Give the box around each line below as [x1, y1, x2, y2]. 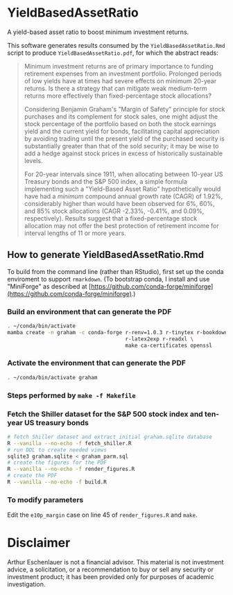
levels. [24, 156, 43, 164]
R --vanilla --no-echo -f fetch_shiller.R [7, 440, 132, 447]
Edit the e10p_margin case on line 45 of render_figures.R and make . [7, 511, 198, 519]
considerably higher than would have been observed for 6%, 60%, [24, 199, 215, 207]
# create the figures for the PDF [7, 459, 107, 466]
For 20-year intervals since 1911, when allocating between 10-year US [24, 170, 223, 178]
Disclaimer [7, 535, 71, 551]
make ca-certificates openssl [125, 342, 213, 349]
